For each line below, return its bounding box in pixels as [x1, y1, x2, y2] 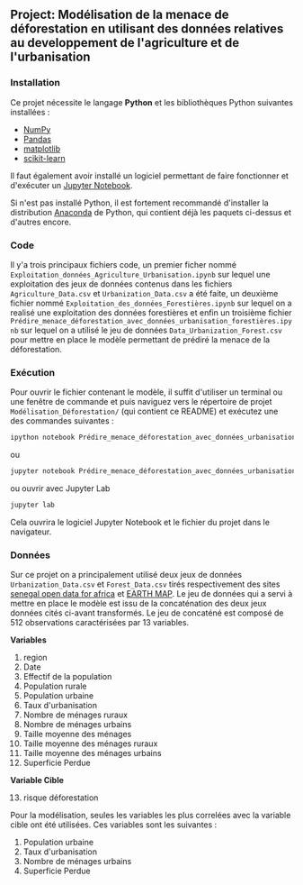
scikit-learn [22, 152, 66, 163]
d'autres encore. [10, 216, 72, 227]
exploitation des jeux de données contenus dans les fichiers [10, 278, 233, 289]
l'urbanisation [10, 50, 91, 65]
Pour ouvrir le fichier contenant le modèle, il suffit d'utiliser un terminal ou [10, 387, 283, 397]
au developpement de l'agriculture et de [10, 35, 240, 50]
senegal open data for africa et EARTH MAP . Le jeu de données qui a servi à [10, 588, 293, 599]
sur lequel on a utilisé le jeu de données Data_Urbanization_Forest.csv [20, 324, 282, 335]
